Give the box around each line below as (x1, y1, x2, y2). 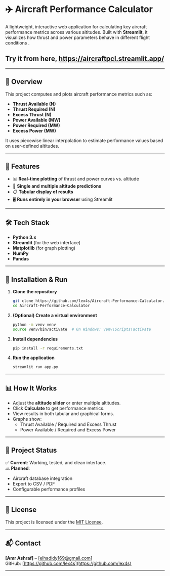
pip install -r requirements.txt (12, 345, 83, 351)
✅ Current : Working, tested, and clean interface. (5, 459, 107, 465)
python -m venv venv (12, 322, 56, 327)
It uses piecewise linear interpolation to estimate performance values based (5, 137, 163, 144)
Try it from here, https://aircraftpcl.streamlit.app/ (5, 55, 164, 63)
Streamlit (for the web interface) (12, 240, 81, 246)
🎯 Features (5, 162, 40, 170)
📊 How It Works (5, 384, 57, 392)
